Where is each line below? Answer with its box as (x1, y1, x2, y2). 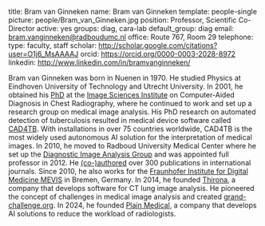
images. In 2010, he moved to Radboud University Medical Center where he (8, 141, 257, 150)
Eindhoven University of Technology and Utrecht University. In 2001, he (8, 81, 243, 91)
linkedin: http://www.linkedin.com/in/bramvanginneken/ (8, 57, 191, 67)
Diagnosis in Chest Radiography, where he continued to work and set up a (8, 99, 252, 108)
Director (8, 24, 35, 33)
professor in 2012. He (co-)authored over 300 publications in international (8, 158, 251, 167)
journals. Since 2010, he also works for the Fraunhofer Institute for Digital (8, 167, 249, 176)
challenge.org (8, 200, 54, 210)
